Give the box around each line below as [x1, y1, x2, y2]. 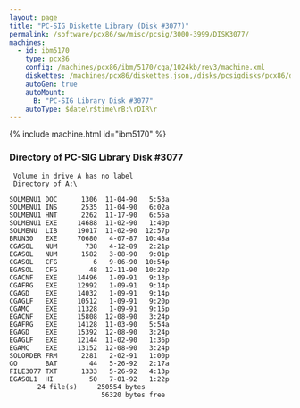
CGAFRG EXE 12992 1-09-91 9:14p [9, 280, 170, 290]
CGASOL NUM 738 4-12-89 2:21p [9, 242, 170, 251]
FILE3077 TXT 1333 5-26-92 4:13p [9, 367, 170, 376]
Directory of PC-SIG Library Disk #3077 [9, 151, 184, 163]
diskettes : [25, 71, 66, 80]
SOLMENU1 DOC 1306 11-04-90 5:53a [9, 195, 170, 204]
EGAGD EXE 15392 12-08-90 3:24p [9, 328, 170, 337]
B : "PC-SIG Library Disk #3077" [32, 96, 154, 105]
